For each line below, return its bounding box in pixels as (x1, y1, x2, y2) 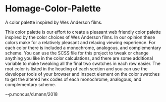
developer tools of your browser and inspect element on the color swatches (5, 71, 160, 77)
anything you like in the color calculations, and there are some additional (5, 55, 153, 61)
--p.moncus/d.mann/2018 (5, 91, 58, 97)
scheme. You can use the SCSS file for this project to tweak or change (5, 50, 149, 56)
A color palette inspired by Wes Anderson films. (5, 19, 103, 25)
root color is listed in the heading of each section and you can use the (5, 65, 148, 72)
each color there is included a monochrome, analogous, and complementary (5, 45, 161, 51)
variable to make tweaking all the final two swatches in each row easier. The (5, 60, 161, 66)
